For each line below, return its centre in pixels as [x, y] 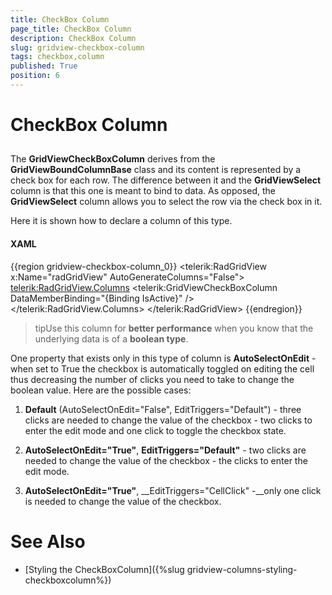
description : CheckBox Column [73, 38]
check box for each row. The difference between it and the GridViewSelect [166, 180]
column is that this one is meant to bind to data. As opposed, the [143, 191]
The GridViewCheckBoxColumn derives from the [113, 159]
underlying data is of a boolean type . [111, 338]
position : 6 [35, 76]
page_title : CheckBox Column [71, 29]
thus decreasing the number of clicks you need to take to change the [152, 379]
